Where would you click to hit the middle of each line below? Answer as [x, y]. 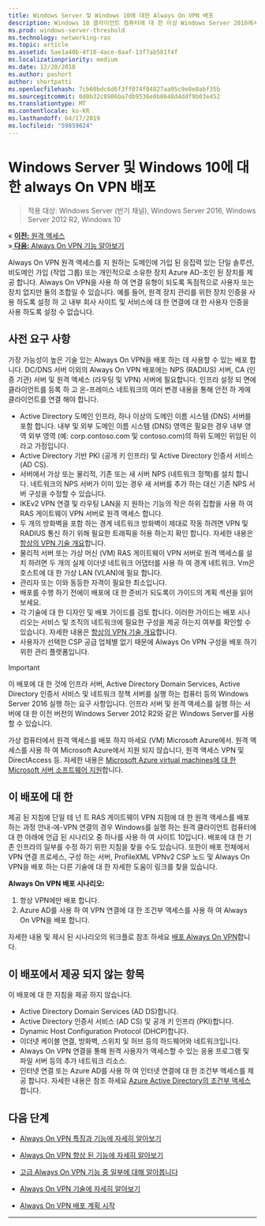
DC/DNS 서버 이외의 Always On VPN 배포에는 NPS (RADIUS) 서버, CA [135, 369]
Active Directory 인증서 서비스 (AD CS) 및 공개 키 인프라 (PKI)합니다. [127, 1021]
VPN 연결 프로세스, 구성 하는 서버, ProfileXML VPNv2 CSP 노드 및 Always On [129, 857]
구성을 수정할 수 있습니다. [67, 493]
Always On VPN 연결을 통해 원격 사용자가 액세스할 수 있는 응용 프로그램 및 [134, 1051]
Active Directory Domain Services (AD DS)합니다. [99, 1012]
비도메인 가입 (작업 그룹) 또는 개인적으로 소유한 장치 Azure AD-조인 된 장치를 [127, 272]
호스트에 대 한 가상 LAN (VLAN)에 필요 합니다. [91, 572]
